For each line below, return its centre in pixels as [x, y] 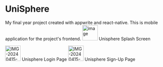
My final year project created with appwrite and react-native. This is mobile [81, 22]
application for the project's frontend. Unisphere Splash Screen [78, 39]
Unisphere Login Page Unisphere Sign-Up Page [79, 59]
